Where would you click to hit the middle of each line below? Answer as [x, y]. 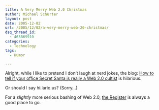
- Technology [23, 46]
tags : [11, 50]
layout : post [18, 19]
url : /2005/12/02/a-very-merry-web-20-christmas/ [57, 28]
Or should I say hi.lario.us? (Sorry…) [41, 88]
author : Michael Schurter [32, 14]
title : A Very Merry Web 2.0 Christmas [46, 10]
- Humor [17, 55]
